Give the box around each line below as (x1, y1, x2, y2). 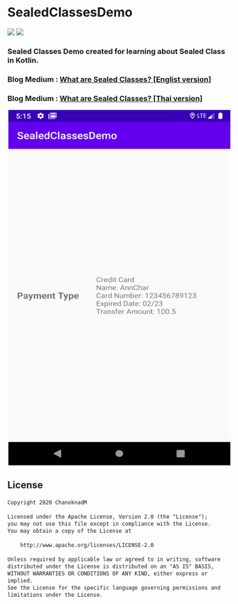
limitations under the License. (7, 591, 103, 598)
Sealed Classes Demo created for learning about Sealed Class (7, 46, 226, 56)
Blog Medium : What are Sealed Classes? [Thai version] (7, 93, 203, 103)
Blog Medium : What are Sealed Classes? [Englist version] (7, 74, 212, 84)
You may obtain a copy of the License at (7, 527, 132, 534)
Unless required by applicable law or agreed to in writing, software (7, 556, 221, 563)
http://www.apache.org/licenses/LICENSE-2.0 (20, 541, 154, 549)
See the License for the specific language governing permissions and (7, 584, 221, 591)
